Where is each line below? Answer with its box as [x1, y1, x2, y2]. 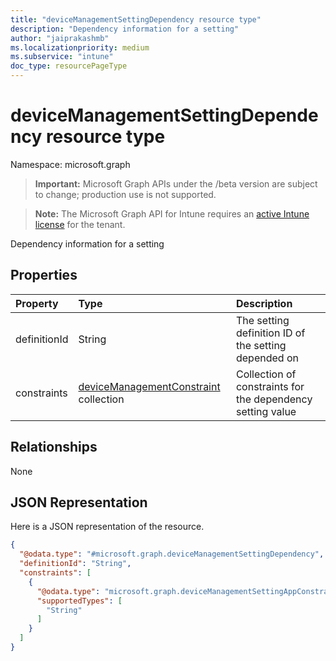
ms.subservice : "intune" [10, 52, 114, 62]
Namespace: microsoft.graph [10, 158, 131, 170]
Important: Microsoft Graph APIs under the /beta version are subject [34, 177, 318, 190]
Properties [10, 267, 78, 284]
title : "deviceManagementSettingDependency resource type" [10, 14, 262, 25]
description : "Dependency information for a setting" [10, 24, 240, 34]
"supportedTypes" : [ [36, 596, 123, 606]
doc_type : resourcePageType [10, 61, 128, 71]
